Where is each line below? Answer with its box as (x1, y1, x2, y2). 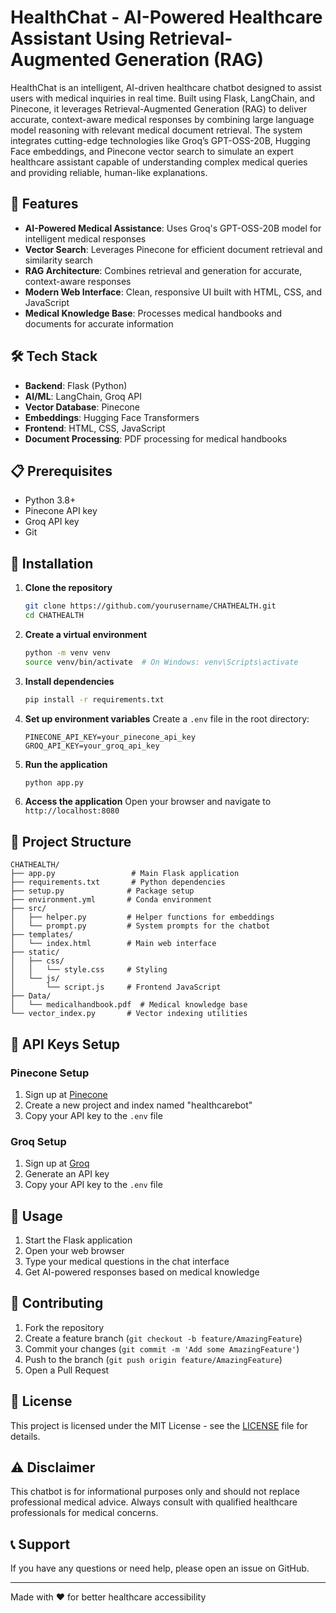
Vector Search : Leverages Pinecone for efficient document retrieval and (24, 243, 323, 255)
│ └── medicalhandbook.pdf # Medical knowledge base (10, 1000, 248, 1010)
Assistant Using (10, 27, 146, 50)
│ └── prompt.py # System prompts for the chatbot (10, 921, 271, 931)
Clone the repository (24, 582, 113, 594)
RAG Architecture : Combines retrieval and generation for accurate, (24, 264, 303, 276)
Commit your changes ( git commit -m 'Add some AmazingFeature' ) (24, 1342, 300, 1355)
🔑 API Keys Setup (10, 1036, 120, 1053)
